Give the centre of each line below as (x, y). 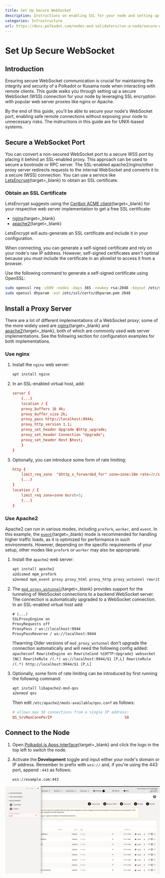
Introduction (25, 69)
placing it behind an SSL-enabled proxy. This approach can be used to (76, 159)
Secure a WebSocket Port (45, 142)
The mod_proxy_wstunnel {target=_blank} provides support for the (78, 589)
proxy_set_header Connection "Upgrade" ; (63, 435)
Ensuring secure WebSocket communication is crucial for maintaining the (79, 81)
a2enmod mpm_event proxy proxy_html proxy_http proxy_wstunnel (78, 579)
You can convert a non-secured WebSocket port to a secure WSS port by (79, 154)
